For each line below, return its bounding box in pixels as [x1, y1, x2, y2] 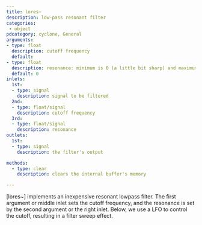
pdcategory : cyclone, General [6, 31, 82, 37]
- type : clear [11, 165, 47, 172]
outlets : [6, 132, 28, 139]
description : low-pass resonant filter [6, 14, 106, 21]
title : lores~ [6, 8, 42, 15]
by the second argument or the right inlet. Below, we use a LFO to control [6, 206, 188, 213]
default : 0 [11, 71, 39, 77]
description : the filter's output [17, 149, 103, 155]
